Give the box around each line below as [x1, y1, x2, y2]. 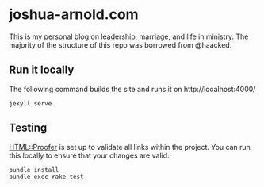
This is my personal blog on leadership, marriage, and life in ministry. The [9, 32, 249, 41]
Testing [9, 121, 48, 135]
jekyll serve [9, 99, 52, 108]
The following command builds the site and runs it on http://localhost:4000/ [9, 84, 256, 93]
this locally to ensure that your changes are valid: [9, 151, 170, 160]
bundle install [9, 166, 59, 174]
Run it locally [9, 63, 75, 77]
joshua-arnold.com [9, 6, 139, 24]
